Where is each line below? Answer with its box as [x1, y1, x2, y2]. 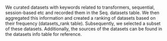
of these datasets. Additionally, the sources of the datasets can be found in [5, 26, 162, 32]
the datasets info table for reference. [5, 31, 82, 37]
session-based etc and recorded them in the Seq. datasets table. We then [5, 10, 160, 16]
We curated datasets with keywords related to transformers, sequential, [5, 5, 155, 10]
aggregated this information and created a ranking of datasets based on [5, 15, 156, 21]
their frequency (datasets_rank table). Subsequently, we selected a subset [5, 20, 161, 26]
